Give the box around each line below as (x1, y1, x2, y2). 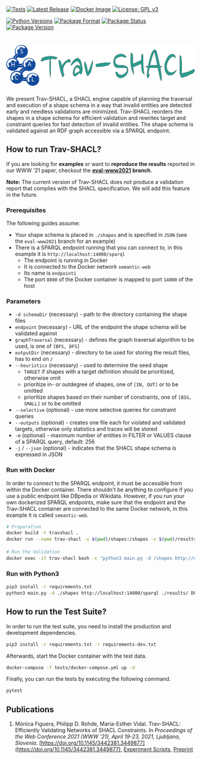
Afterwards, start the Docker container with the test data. (6, 652, 147, 659)
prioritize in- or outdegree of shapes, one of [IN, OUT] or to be (23, 381, 179, 388)
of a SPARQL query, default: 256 (14, 438, 95, 445)
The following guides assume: (6, 219, 80, 227)
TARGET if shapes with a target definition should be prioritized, (23, 368, 175, 375)
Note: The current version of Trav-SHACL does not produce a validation (6, 178, 184, 185)
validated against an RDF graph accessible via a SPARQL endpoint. (6, 126, 171, 134)
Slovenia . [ (14, 739, 42, 746)
